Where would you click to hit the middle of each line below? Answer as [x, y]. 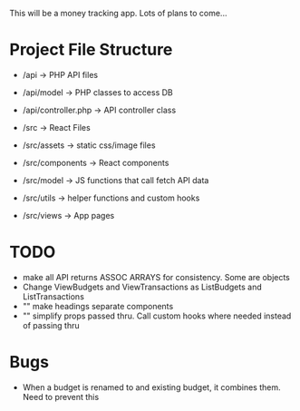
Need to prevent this [61, 396]
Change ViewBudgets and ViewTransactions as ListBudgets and [142, 287]
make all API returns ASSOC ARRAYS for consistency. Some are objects [156, 277]
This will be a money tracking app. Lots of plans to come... [118, 13]
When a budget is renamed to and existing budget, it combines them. [151, 387]
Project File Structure [91, 50]
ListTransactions [53, 296]
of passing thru [51, 325]
